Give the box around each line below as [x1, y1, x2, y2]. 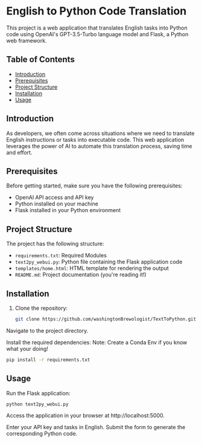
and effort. [6, 149, 33, 156]
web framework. [6, 37, 47, 44]
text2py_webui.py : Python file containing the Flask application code [14, 258, 183, 266]
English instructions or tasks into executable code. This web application [6, 136, 185, 143]
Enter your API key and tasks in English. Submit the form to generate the [6, 424, 186, 431]
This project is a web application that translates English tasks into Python [6, 24, 188, 31]
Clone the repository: [14, 304, 68, 312]
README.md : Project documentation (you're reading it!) [14, 271, 147, 278]
